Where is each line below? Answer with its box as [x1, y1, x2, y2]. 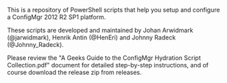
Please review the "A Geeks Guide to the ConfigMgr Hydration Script [7, 54, 201, 62]
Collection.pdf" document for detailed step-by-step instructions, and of [7, 61, 209, 69]
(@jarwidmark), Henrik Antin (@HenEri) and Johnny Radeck [7, 33, 176, 41]
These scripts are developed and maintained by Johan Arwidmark [7, 27, 193, 34]
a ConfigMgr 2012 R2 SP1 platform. [7, 13, 106, 21]
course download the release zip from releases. [7, 68, 142, 76]
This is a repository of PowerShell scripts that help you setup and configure [7, 6, 221, 14]
